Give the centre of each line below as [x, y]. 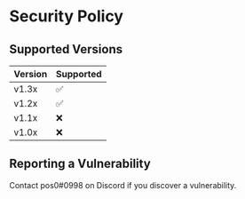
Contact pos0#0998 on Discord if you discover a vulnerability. [123, 185]
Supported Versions [66, 49]
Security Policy [67, 16]
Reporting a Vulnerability [80, 164]
